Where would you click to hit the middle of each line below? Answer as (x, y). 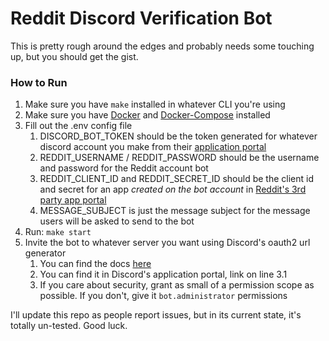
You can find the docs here (95, 264)
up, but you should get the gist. (74, 56)
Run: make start (58, 232)
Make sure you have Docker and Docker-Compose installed (147, 115)
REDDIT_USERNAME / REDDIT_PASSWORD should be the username (179, 158)
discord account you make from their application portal (153, 147)
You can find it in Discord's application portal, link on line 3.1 (163, 274)
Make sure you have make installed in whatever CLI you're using (155, 104)
